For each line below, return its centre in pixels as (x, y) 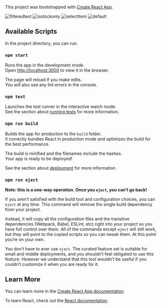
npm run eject (22, 180)
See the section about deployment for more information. (61, 168)
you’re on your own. (25, 239)
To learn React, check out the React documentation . (57, 300)
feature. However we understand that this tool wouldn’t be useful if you (76, 259)
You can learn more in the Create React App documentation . (65, 291)
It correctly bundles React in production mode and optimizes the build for (78, 139)
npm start (16, 55)
